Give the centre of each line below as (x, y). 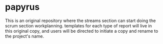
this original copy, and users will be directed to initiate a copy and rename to (82, 31)
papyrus (22, 7)
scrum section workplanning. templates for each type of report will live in (79, 25)
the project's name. (25, 36)
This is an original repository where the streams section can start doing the (81, 21)
